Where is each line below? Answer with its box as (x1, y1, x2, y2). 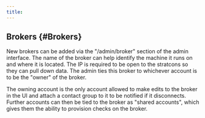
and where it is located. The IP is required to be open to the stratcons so (6, 61, 188, 68)
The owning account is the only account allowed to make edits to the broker (6, 86, 198, 93)
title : (6, 9, 23, 15)
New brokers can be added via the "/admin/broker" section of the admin (6, 48, 188, 55)
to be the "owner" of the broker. (6, 74, 87, 81)
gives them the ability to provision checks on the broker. (6, 105, 148, 112)
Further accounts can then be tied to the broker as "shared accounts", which (6, 98, 199, 106)
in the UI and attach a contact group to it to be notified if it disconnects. (6, 92, 187, 100)
